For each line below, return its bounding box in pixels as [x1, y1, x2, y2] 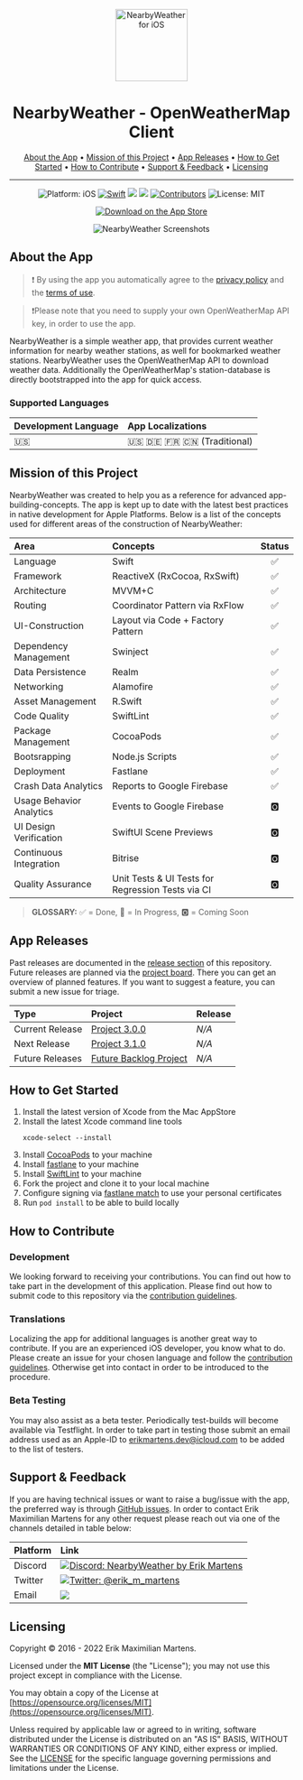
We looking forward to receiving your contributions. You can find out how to [9, 1271, 291, 1282]
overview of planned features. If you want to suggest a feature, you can [9, 976, 275, 987]
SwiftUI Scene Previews [112, 826, 214, 839]
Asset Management [14, 695, 96, 708]
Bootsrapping [14, 750, 71, 763]
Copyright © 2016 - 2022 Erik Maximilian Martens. [9, 1643, 197, 1654]
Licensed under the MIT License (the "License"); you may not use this [9, 1661, 271, 1672]
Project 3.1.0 [91, 1037, 147, 1050]
